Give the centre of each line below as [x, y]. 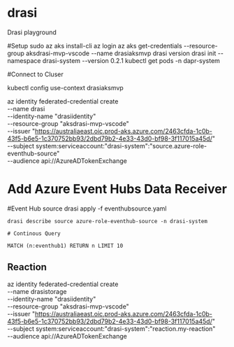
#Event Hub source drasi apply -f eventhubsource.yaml [87, 208]
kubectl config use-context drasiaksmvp [65, 87]
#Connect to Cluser [36, 74]
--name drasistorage [37, 291]
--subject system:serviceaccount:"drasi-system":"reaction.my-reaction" [111, 328]
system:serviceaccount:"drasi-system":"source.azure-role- [122, 146]
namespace [24, 60]
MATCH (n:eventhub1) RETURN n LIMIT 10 [65, 246]
